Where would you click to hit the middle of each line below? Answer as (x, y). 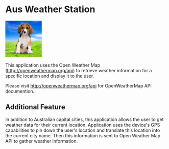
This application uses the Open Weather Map (53, 65)
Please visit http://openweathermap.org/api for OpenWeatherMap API (79, 85)
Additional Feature (35, 107)
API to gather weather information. (42, 141)
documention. (20, 91)
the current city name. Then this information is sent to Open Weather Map (83, 135)
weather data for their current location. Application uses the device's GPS (83, 125)
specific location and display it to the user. (50, 76)
